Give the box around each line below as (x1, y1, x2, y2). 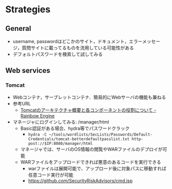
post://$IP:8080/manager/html (28, 141, 93, 146)
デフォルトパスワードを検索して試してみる (12, 51, 103, 57)
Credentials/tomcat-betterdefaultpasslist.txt (28, 136, 130, 142)
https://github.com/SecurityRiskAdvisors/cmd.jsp (28, 177, 133, 183)
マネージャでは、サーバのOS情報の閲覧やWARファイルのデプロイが (20, 146, 163, 152)
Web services (5, 66, 50, 75)
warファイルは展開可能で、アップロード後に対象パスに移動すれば (28, 165, 167, 172)
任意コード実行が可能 (28, 172, 73, 178)
